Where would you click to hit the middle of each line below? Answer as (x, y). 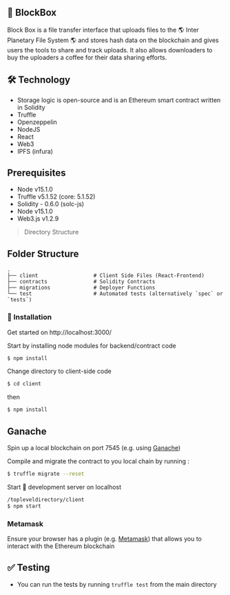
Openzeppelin (37, 122)
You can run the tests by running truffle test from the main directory (117, 584)
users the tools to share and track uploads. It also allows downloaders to (110, 50)
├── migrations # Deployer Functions (81, 288)
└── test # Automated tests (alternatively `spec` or (115, 294)
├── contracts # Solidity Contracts (81, 282)
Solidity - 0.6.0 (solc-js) (51, 204)
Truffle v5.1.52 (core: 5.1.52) (56, 196)
